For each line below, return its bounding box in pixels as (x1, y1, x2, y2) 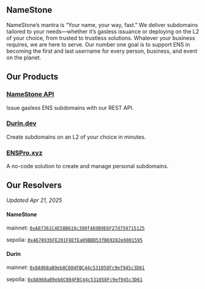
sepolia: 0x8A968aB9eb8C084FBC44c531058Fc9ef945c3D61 (6, 276, 143, 283)
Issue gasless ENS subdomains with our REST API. (6, 104, 134, 111)
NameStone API (6, 90, 54, 99)
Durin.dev (6, 119, 37, 128)
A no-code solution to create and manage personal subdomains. (6, 163, 169, 170)
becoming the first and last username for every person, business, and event (6, 47, 198, 55)
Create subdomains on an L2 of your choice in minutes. (6, 133, 146, 141)
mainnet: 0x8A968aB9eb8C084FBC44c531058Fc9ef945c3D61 (6, 264, 145, 271)
